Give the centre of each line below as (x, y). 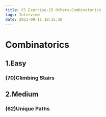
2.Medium (22, 94)
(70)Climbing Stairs (30, 78)
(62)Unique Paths (28, 109)
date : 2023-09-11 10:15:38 (34, 19)
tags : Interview (22, 15)
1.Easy (16, 63)
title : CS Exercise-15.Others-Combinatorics (53, 10)
